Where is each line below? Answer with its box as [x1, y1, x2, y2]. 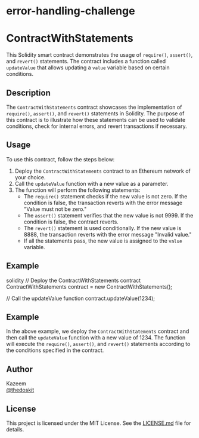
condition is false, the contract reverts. [23, 218, 119, 225]
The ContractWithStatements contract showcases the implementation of [6, 103, 182, 111]
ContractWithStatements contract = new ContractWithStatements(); [6, 283, 173, 290]
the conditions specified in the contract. [6, 347, 104, 354]
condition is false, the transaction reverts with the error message [23, 199, 183, 206]
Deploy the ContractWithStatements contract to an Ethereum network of [14, 167, 191, 174]
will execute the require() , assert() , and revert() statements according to [6, 341, 191, 348]
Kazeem [6, 380, 27, 387]
